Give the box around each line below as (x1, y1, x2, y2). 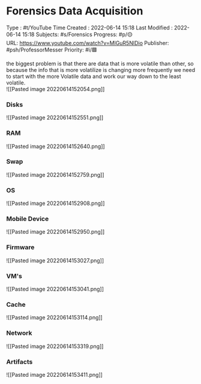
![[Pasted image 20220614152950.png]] (6, 228, 105, 235)
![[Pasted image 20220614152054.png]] (6, 85, 105, 92)
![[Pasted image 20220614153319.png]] (6, 343, 104, 350)
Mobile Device (6, 214, 49, 223)
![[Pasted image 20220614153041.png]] (6, 286, 104, 293)
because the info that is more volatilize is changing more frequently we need (6, 66, 196, 73)
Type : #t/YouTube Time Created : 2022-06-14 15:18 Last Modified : (6, 24, 173, 31)
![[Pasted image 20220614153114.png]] (6, 314, 103, 321)
